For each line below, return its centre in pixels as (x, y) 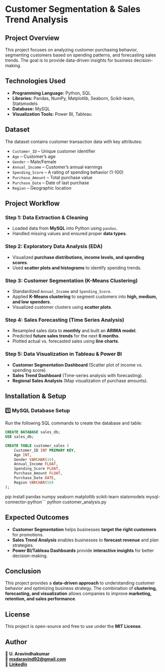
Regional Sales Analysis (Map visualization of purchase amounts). (80, 381)
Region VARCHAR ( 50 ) (34, 482)
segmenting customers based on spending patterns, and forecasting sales (81, 55)
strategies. (23, 545)
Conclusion (23, 571)
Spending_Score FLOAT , (37, 469)
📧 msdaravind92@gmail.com (36, 659)
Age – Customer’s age (34, 156)
